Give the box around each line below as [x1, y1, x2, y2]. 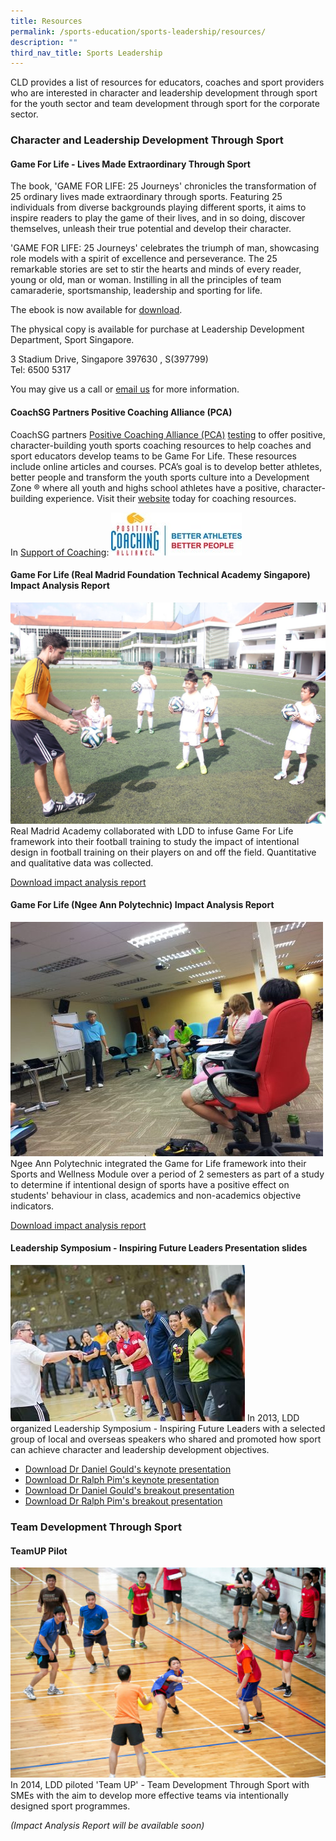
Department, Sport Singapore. [10, 334, 135, 346]
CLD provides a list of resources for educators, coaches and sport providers [10, 76, 325, 89]
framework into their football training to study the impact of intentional [10, 835, 300, 847]
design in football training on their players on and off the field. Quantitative [10, 846, 317, 858]
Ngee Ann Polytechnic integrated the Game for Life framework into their [10, 1157, 307, 1169]
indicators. [10, 1200, 55, 1212]
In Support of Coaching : [10, 546, 110, 558]
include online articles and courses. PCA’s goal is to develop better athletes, [10, 460, 323, 472]
